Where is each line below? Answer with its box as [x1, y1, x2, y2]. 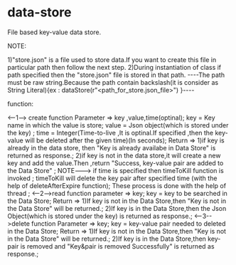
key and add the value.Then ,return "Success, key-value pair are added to [7, 158, 224, 167]
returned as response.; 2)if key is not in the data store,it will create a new [7, 151, 221, 160]
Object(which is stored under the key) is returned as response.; [7, 212, 193, 220]
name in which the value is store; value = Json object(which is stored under [7, 120, 229, 129]
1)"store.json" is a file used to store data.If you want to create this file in [7, 55, 217, 64]
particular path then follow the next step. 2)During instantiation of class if [7, 63, 222, 71]
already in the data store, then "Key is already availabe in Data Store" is [7, 143, 216, 152]
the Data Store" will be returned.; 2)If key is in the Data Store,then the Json [7, 204, 227, 212]
